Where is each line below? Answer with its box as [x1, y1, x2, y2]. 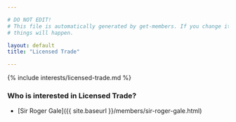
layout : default [7, 42, 55, 49]
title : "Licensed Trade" [7, 48, 80, 56]
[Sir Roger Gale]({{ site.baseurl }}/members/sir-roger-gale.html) [17, 107, 202, 115]
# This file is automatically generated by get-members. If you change [7, 22, 221, 30]
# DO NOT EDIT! [7, 16, 52, 23]
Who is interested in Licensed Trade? [7, 91, 137, 101]
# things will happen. [7, 29, 74, 36]
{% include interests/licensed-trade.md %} [7, 74, 132, 82]
